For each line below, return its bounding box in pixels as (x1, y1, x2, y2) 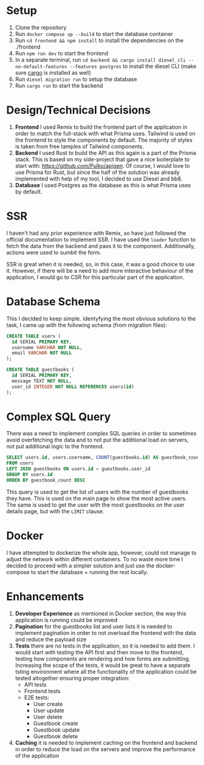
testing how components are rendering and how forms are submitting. (15, 655, 191, 662)
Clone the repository (15, 24, 67, 31)
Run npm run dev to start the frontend (15, 49, 108, 57)
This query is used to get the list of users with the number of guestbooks (6, 488, 189, 496)
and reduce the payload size (15, 635, 87, 643)
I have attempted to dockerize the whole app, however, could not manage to (6, 549, 197, 556)
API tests (24, 680, 47, 688)
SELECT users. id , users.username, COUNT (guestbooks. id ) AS (6, 454, 159, 461)
